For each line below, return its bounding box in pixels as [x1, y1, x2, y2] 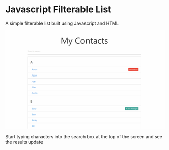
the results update [5, 139, 44, 145]
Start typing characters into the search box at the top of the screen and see [5, 134, 163, 140]
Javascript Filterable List [5, 4, 111, 15]
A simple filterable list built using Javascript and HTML [5, 20, 119, 26]
